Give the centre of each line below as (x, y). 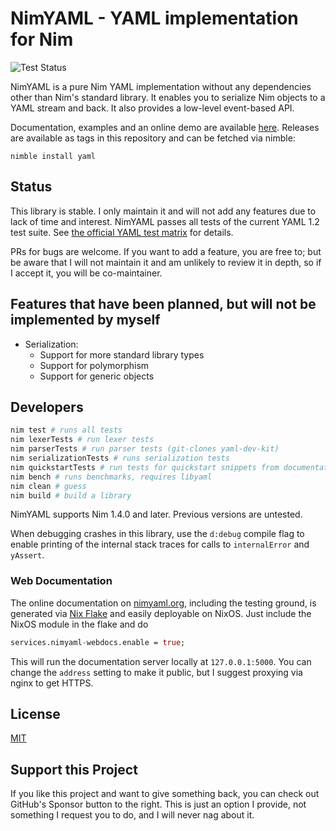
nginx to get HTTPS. (52, 683)
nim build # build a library (71, 495)
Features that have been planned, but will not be (163, 304)
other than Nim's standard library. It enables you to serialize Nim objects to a (168, 97)
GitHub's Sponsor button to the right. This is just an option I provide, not (158, 804)
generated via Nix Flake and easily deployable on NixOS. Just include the (161, 613)
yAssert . (27, 555)
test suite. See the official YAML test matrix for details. (122, 232)
